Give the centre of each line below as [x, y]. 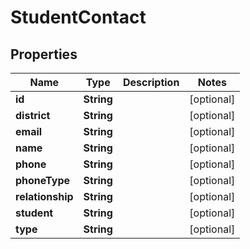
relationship [44, 196]
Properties [44, 54]
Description [151, 82]
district [33, 115]
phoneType [43, 180]
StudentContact [78, 17]
